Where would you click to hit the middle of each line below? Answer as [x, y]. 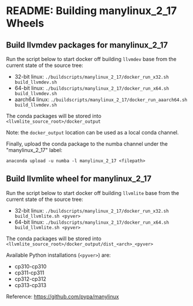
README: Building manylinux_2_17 [92, 11]
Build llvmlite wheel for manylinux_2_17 [79, 179]
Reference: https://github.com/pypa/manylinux [62, 296]
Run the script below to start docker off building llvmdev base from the [92, 59]
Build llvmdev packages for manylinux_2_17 [87, 45]
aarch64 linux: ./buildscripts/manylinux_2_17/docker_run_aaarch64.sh [101, 99]
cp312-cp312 [31, 279]
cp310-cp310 [31, 266]
